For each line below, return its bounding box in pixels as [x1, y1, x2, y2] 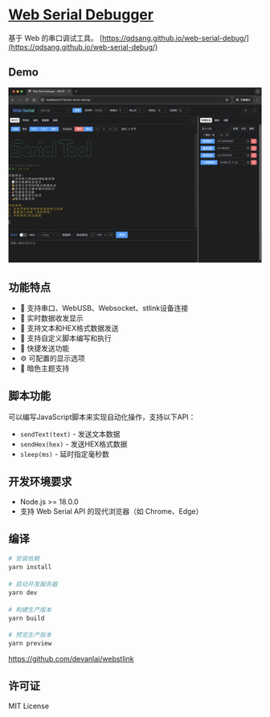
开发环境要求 [8, 475, 72, 489]
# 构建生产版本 [8, 605, 52, 613]
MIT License [8, 701, 50, 711]
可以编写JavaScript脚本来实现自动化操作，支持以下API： [8, 412, 196, 422]
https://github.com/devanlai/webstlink [8, 654, 134, 664]
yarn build [8, 614, 45, 622]
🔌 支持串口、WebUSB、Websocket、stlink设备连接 [19, 304, 189, 313]
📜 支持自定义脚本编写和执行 [19, 333, 112, 343]
